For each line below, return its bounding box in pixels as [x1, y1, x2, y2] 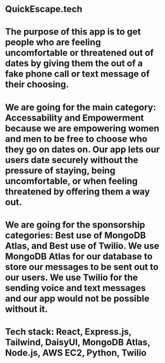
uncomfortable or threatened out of [5, 47, 154, 59]
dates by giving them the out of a [5, 58, 143, 69]
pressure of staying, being [5, 165, 116, 176]
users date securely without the [5, 154, 138, 166]
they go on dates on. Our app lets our [5, 144, 160, 155]
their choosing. [5, 79, 69, 90]
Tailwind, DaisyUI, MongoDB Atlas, [5, 336, 151, 348]
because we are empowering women [5, 122, 160, 134]
